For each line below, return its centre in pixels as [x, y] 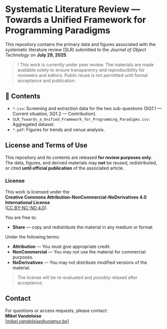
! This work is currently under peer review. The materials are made [85, 64]
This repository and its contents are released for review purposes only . [79, 157]
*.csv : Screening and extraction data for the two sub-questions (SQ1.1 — [87, 108]
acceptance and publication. [47, 80]
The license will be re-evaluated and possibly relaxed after [78, 277]
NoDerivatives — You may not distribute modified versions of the [80, 262]
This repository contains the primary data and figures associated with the [81, 44]
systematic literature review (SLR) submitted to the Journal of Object [76, 49]
